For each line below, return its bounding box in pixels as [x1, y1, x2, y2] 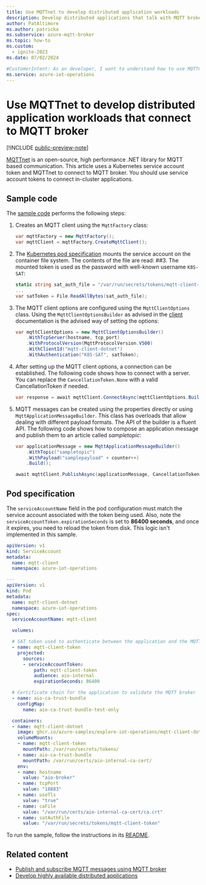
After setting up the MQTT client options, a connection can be [15, 362, 172, 370]
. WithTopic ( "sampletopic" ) [26, 449, 96, 455]
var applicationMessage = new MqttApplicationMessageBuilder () [15, 443, 181, 450]
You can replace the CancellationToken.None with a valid [15, 375, 158, 383]
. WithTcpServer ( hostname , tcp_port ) [26, 335, 120, 341]
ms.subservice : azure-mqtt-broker [6, 32, 95, 38]
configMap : [17, 700, 45, 707]
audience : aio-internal [33, 673, 95, 679]
